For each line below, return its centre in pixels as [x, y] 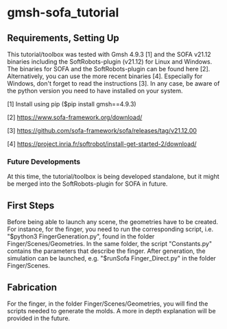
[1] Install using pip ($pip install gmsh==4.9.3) [72, 104]
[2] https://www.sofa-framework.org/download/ [75, 117]
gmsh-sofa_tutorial [63, 13]
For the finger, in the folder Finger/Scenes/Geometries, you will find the [108, 304]
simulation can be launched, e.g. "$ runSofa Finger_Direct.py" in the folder [111, 258]
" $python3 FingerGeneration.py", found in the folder [81, 236]
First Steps [31, 205]
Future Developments [44, 161]
